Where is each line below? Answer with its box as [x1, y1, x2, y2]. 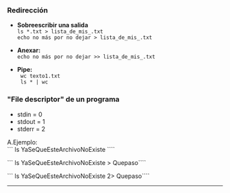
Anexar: [16, 47, 41, 55]
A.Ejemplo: [7, 138, 38, 146]
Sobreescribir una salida [16, 21, 89, 29]
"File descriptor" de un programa [7, 94, 120, 104]
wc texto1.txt [20, 73, 61, 80]
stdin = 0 [16, 110, 42, 118]
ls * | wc [20, 79, 49, 86]
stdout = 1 [16, 117, 46, 125]
